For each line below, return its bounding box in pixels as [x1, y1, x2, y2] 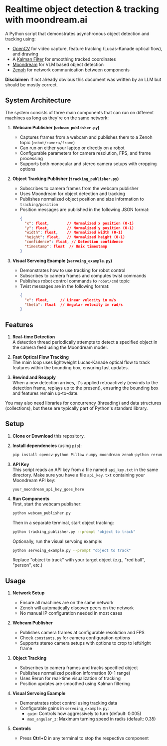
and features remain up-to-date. [12, 390, 79, 396]
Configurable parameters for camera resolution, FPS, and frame [19, 150, 151, 156]
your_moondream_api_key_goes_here [12, 487, 84, 492]
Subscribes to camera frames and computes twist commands [19, 272, 147, 278]
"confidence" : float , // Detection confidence [24, 240, 123, 245]
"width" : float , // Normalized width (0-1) [24, 230, 123, 235]
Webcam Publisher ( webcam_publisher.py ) [12, 124, 100, 130]
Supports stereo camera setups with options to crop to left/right [19, 640, 151, 646]
